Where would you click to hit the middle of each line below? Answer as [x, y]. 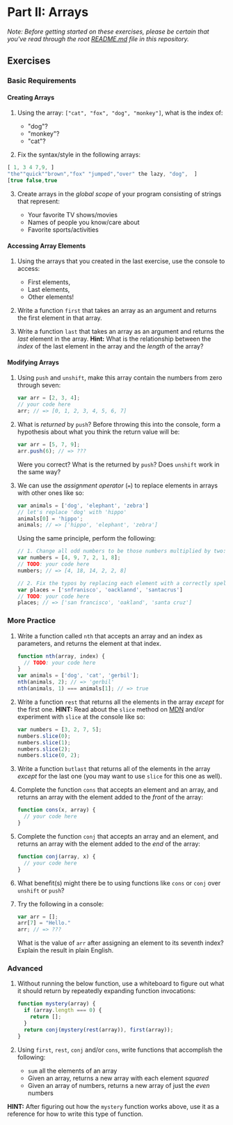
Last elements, [49, 290]
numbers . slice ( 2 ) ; [44, 749]
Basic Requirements [42, 81]
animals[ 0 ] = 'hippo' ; [50, 519]
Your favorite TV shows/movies [73, 215]
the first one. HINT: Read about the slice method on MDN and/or [111, 709]
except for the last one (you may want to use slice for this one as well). [120, 777]
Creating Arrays [31, 97]
